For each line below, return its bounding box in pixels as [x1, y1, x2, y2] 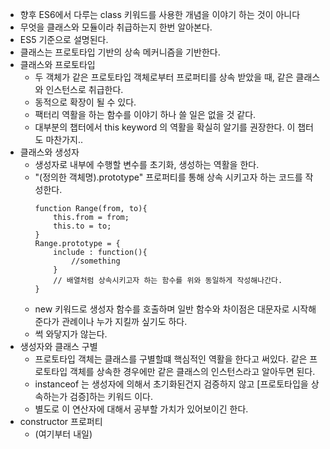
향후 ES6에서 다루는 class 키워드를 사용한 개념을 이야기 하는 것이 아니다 [19, 9, 301, 20]
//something [70, 256, 121, 266]
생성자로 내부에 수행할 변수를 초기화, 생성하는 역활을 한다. [34, 159, 260, 170]
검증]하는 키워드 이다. [69, 391, 153, 402]
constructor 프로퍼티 [19, 416, 103, 427]
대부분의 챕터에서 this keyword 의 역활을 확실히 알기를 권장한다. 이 [34, 121, 296, 133]
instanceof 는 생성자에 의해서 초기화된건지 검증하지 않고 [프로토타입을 [34, 378, 309, 390]
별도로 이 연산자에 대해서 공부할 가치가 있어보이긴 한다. [34, 403, 249, 415]
